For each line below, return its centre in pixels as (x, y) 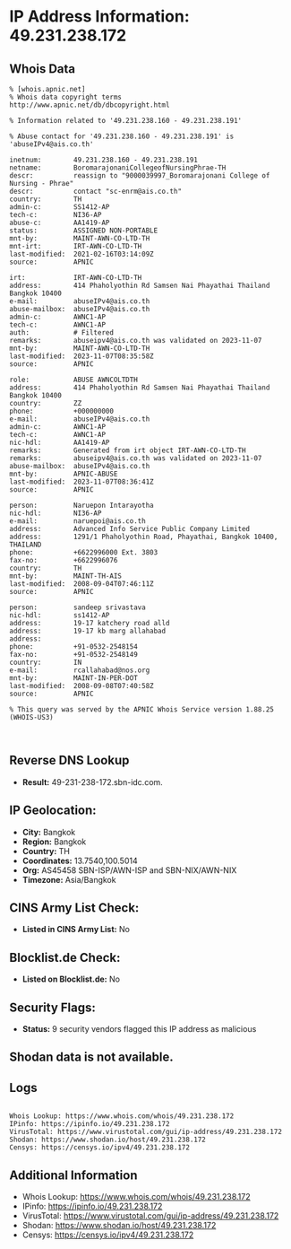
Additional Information (73, 1175)
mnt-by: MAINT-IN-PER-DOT (74, 678)
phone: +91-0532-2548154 (74, 647)
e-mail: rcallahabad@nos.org (80, 670)
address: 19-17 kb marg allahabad (88, 631)
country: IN (46, 662)
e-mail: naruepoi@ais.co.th (77, 521)
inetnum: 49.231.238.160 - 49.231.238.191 (104, 160)
